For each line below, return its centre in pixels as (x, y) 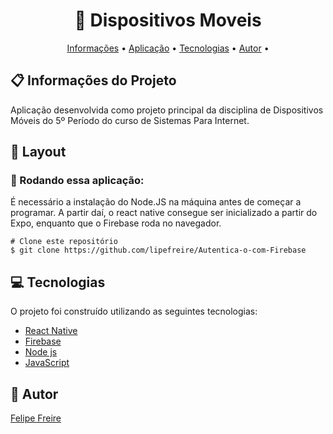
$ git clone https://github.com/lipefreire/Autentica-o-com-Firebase (158, 250)
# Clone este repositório (64, 242)
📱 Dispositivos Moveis (168, 20)
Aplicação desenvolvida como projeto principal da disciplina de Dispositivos (167, 110)
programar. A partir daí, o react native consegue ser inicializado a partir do (164, 213)
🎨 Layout (38, 152)
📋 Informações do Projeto (93, 80)
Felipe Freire (36, 418)
